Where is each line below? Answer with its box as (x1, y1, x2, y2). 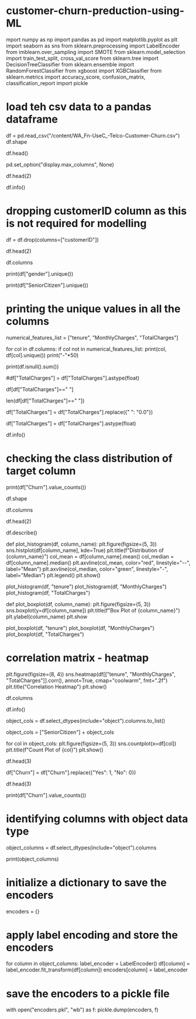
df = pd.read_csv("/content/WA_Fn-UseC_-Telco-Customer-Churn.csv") (6, 132, 180, 139)
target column (6, 464, 76, 478)
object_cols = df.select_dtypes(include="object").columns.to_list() (6, 717, 166, 724)
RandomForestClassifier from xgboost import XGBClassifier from (6, 67, 162, 74)
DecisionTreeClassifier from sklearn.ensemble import (6, 60, 135, 68)
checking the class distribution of (6, 452, 173, 465)
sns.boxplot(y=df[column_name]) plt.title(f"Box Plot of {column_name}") (6, 607, 180, 614)
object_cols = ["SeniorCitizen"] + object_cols (6, 729, 114, 736)
